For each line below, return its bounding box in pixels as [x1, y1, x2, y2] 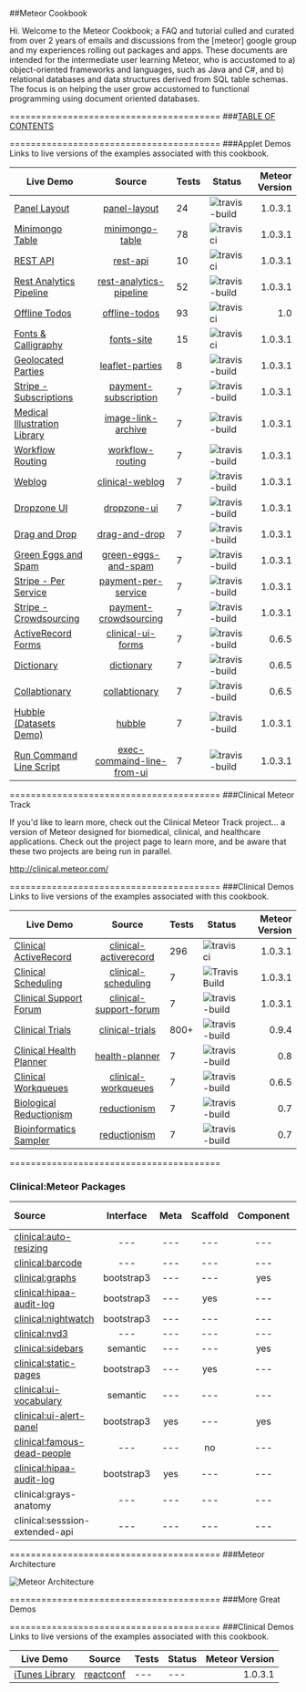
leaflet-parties [99, 359, 162, 372]
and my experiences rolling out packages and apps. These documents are [9, 45, 288, 56]
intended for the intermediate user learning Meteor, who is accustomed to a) [9, 55, 296, 65]
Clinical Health [14, 1044, 76, 1057]
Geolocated [14, 354, 64, 366]
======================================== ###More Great [9, 1594, 280, 1605]
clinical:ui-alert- [14, 1409, 86, 1422]
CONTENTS [9, 120, 55, 131]
